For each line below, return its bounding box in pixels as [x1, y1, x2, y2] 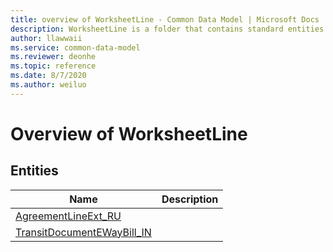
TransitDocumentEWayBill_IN [15, 225, 152, 239]
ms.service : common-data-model [10, 42, 141, 53]
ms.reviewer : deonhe [10, 52, 97, 62]
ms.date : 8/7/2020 [10, 71, 87, 81]
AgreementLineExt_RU [15, 209, 122, 223]
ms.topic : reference [10, 61, 97, 71]
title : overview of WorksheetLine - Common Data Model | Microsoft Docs [10, 14, 320, 25]
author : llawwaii [10, 33, 83, 43]
